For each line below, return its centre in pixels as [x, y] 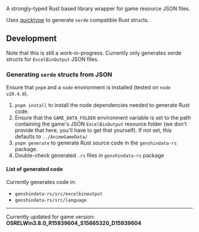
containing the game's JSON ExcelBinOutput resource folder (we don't [101, 124]
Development [32, 39]
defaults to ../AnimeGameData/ [51, 137]
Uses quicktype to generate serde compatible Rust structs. [78, 20]
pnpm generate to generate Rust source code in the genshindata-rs [96, 143]
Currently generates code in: [41, 182]
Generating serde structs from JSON [59, 75]
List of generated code [35, 169]
